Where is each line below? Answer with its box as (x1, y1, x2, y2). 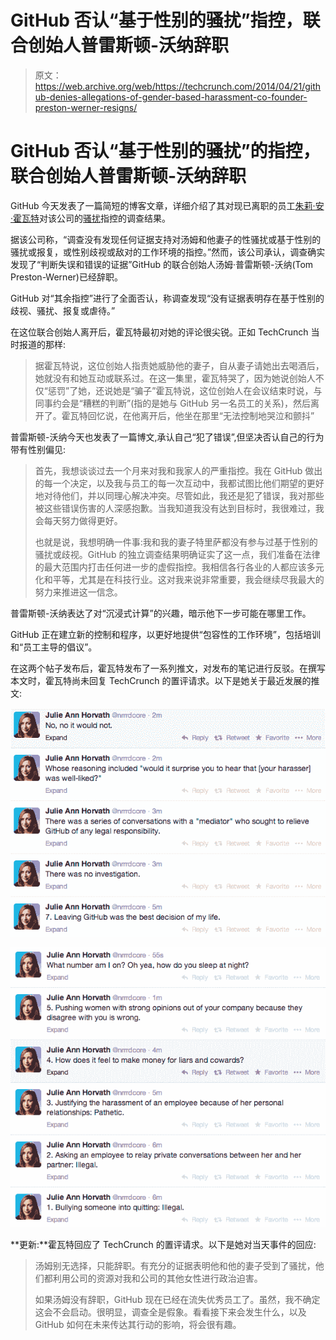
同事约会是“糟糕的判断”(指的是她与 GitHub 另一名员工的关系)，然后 (34, 397, 311, 409)
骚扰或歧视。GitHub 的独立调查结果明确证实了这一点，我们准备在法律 (34, 548, 321, 560)
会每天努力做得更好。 (34, 514, 123, 526)
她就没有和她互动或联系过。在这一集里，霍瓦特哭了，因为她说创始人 (34, 372, 316, 384)
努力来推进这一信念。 (34, 586, 123, 598)
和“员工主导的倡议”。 (10, 641, 98, 653)
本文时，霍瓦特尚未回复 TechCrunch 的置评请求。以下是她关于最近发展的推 (10, 674, 320, 686)
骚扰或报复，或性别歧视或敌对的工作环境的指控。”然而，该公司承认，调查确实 (10, 246, 326, 258)
